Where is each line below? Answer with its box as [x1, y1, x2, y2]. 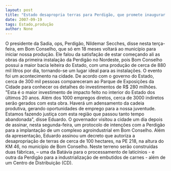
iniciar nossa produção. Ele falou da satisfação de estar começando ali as [5, 52, 160, 58]
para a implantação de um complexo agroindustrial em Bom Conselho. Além [5, 127, 165, 133]
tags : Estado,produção [5, 21, 54, 27]
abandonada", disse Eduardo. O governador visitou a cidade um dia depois [5, 116, 163, 123]
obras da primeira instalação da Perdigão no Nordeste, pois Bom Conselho [5, 57, 162, 63]
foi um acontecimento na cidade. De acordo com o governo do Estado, [5, 73, 154, 79]
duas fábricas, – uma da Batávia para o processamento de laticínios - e [5, 149, 155, 155]
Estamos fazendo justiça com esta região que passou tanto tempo [5, 111, 144, 117]
